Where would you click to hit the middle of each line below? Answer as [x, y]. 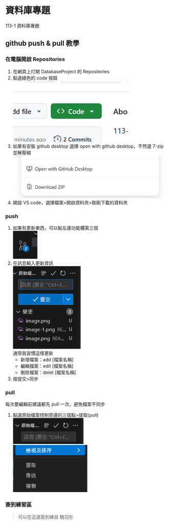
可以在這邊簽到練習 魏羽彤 [45, 517]
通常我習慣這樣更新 [33, 353]
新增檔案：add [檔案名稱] [47, 359]
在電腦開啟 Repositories [35, 59]
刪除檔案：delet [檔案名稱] [48, 372]
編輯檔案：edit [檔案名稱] [47, 366]
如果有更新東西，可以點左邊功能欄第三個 [55, 228]
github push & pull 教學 [42, 43]
